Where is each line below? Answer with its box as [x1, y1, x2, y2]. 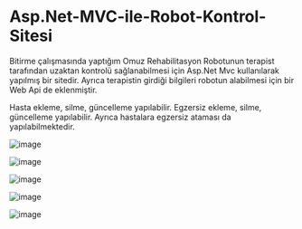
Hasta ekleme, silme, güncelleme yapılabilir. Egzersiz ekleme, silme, [9, 101, 262, 112]
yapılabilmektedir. [9, 120, 75, 132]
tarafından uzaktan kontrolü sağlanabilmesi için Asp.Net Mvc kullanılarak [9, 65, 280, 76]
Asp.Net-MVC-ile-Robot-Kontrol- [9, 6, 267, 27]
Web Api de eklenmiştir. [9, 84, 98, 95]
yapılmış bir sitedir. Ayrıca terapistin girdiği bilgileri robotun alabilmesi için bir [9, 74, 295, 85]
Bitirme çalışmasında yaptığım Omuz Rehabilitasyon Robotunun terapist [9, 55, 275, 66]
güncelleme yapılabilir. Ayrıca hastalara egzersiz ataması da [9, 111, 232, 122]
